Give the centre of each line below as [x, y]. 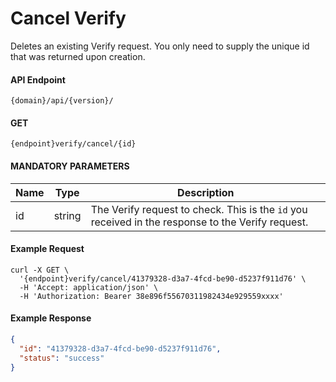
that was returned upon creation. [78, 56]
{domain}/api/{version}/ [62, 101]
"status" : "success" [62, 358]
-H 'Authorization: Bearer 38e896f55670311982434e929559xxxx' [151, 296]
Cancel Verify [68, 18]
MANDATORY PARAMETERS [70, 166]
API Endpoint [38, 79]
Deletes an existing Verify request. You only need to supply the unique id [160, 46]
